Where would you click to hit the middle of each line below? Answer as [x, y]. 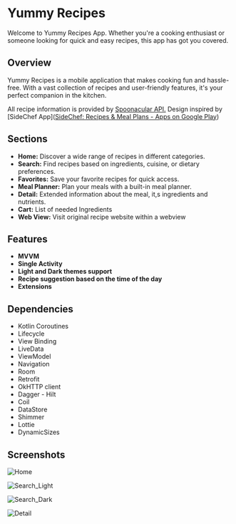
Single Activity [40, 264]
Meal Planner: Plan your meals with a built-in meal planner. [104, 186]
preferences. [36, 171]
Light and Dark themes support [65, 272]
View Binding [37, 341]
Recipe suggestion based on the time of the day [90, 279]
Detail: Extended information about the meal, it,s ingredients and [113, 194]
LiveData [31, 349]
